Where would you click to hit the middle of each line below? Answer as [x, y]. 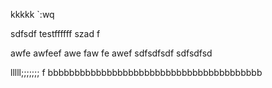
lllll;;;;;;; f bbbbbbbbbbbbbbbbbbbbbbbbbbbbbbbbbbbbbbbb [136, 72]
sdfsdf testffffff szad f [55, 33]
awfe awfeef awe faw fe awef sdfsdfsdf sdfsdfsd [111, 53]
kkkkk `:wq [32, 14]
